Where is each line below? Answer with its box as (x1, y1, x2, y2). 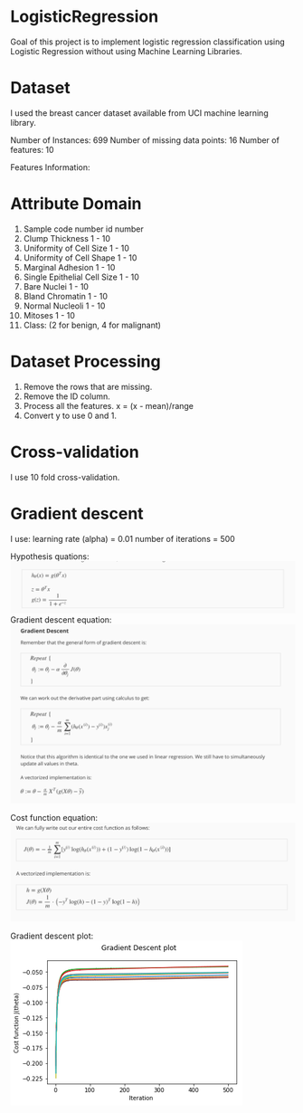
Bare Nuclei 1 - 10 (23, 281, 90, 291)
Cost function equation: (10, 813, 99, 823)
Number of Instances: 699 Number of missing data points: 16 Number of (10, 134, 279, 146)
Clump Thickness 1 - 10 (23, 233, 111, 243)
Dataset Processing (10, 351, 161, 372)
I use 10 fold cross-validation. (10, 471, 120, 482)
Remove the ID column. (23, 391, 111, 402)
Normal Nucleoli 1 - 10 (23, 300, 106, 311)
